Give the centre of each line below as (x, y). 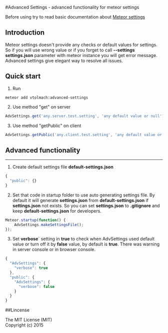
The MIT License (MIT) (29, 320)
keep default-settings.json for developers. (57, 211)
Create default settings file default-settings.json (63, 167)
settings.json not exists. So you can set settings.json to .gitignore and (86, 205)
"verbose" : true (31, 268)
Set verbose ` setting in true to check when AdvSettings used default (83, 239)
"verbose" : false (36, 286)
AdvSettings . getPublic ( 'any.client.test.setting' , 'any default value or (84, 134)
